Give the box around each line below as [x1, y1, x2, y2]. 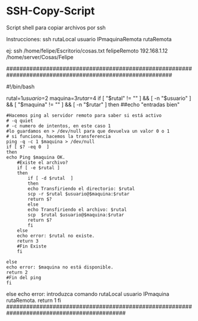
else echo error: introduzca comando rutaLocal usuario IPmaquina [6, 290, 169, 297]
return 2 [6, 269, 28, 276]
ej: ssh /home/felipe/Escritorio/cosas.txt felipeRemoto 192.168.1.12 [6, 47, 168, 54]
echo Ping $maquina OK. [6, 154, 66, 160]
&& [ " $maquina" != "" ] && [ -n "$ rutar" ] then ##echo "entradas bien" [6, 100, 180, 108]
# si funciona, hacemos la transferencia [6, 133, 111, 139]
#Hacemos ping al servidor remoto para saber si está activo [6, 112, 162, 118]
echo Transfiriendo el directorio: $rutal [28, 185, 135, 192]
